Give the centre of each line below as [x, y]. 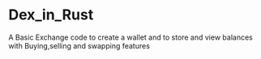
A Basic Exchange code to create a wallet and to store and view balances [130, 37]
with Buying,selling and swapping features [79, 45]
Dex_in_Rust [51, 15]
